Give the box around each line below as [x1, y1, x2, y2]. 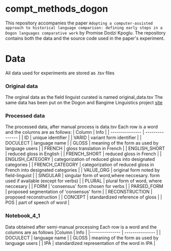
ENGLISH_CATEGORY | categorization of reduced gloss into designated [5, 156, 155, 162]
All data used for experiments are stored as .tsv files [5, 70, 115, 76]
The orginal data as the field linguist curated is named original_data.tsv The [5, 94, 163, 100]
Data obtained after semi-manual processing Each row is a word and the [5, 224, 157, 230]
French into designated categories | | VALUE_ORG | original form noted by [5, 167, 160, 173]
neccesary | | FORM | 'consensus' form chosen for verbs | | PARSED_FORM [5, 183, 164, 189]
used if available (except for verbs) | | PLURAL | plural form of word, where [5, 178, 162, 184]
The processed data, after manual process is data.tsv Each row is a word [5, 124, 158, 130]
